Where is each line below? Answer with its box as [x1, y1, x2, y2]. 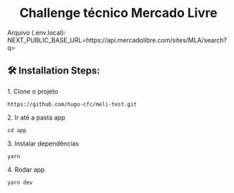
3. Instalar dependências [7, 139, 80, 148]
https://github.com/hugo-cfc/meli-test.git [7, 100, 137, 107]
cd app [7, 127, 27, 134]
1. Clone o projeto [7, 87, 58, 95]
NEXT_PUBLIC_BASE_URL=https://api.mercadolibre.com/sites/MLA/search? [7, 35, 227, 44]
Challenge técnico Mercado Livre [19, 5, 218, 21]
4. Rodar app [7, 165, 45, 174]
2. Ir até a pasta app [7, 113, 66, 122]
